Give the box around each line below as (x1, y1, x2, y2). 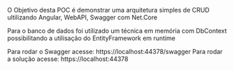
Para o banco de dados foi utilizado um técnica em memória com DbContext (7, 27, 227, 35)
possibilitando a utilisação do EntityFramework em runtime (7, 34, 176, 42)
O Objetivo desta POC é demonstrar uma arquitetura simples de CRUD (7, 6, 210, 14)
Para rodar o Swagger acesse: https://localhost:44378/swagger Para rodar (7, 48, 223, 55)
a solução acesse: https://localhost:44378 (7, 55, 129, 63)
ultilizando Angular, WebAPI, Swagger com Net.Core (7, 13, 158, 21)
